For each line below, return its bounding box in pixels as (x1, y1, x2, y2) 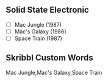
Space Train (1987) (14, 35, 62, 42)
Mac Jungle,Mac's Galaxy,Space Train (5, 69, 103, 76)
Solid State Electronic (5, 5, 89, 15)
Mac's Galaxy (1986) (14, 27, 67, 35)
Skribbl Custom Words (5, 53, 93, 63)
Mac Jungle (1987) (14, 21, 62, 28)
